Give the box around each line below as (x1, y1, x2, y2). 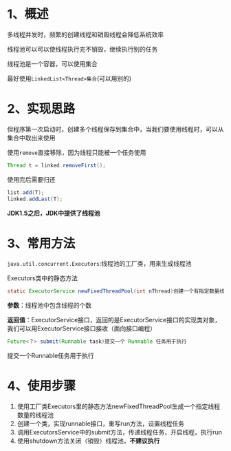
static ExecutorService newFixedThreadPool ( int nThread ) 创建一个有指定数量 (7, 288, 220, 295)
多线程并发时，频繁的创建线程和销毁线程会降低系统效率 (7, 30, 164, 39)
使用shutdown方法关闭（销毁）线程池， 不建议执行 (16, 437, 160, 445)
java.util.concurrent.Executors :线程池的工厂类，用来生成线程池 (7, 260, 192, 268)
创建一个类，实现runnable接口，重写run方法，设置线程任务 (16, 419, 184, 428)
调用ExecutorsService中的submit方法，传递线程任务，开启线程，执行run (16, 428, 222, 437)
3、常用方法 (7, 235, 76, 251)
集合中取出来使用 (7, 134, 56, 142)
